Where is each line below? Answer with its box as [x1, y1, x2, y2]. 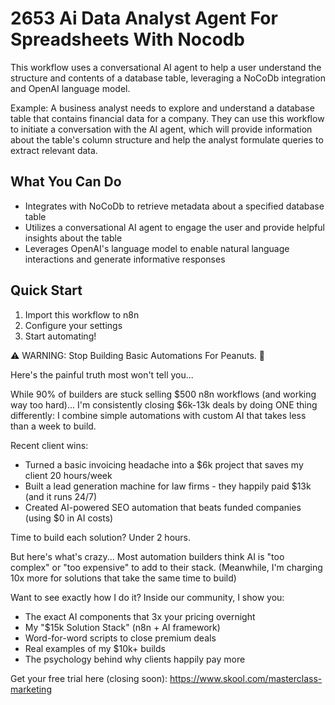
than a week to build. [10, 420, 97, 432]
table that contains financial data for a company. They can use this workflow [10, 112, 325, 124]
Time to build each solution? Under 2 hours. [10, 531, 192, 543]
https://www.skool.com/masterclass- [169, 672, 323, 684]
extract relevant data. [10, 144, 98, 156]
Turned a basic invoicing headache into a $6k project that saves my [24, 458, 304, 471]
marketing [10, 683, 52, 695]
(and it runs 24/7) [24, 490, 98, 502]
